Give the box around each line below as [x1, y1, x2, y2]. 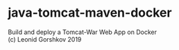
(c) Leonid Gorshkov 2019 [8, 35, 82, 43]
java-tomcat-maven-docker [8, 5, 172, 21]
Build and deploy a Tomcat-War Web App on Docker [8, 28, 157, 36]
